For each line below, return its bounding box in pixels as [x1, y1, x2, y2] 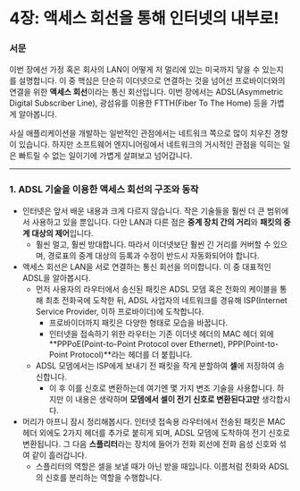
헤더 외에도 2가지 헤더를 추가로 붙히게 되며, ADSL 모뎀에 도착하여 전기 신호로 [21, 427, 290, 438]
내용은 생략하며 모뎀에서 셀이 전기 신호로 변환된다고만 [74, 394, 261, 404]
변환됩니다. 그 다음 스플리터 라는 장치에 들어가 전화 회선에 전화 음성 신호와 [21, 438, 278, 449]
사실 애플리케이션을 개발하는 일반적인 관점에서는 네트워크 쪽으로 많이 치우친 [9, 128, 272, 139]
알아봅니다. [18, 109, 58, 120]
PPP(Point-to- [227, 338, 279, 349]
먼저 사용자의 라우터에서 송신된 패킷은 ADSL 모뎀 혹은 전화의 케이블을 [35, 284, 279, 294]
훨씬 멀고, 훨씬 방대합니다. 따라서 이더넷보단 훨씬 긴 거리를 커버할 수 [35, 239, 271, 250]
